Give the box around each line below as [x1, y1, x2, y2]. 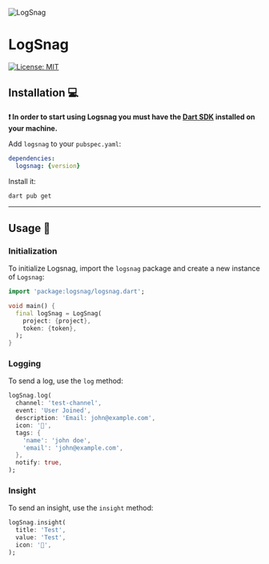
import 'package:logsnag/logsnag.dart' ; [8, 288, 146, 296]
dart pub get [8, 192, 52, 200]
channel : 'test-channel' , [15, 399, 102, 407]
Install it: [8, 176, 36, 186]
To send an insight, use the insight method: [8, 503, 154, 513]
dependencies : [8, 154, 56, 162]
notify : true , [15, 458, 62, 467]
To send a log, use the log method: [8, 376, 124, 386]
